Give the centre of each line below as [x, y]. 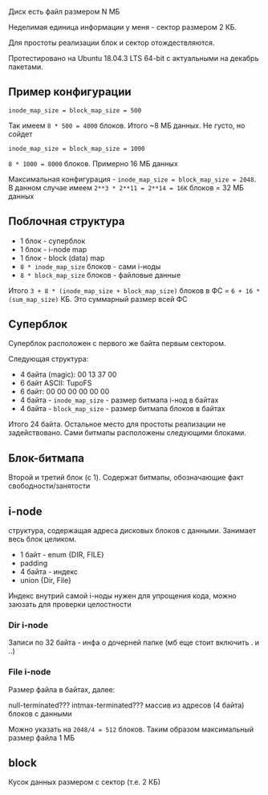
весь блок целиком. [43, 539]
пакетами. [26, 67]
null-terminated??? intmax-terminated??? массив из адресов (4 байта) [126, 705]
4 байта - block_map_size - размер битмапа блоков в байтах [123, 409]
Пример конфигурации [70, 92]
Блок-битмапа [47, 458]
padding [34, 563]
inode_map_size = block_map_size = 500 [75, 110]
